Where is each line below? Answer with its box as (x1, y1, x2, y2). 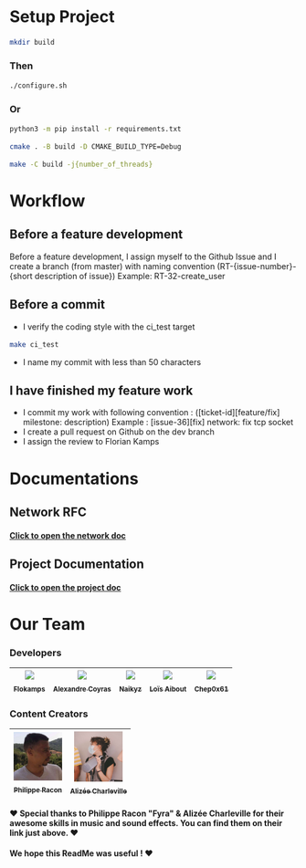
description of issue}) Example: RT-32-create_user (35, 270, 226, 281)
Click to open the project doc (9, 581, 121, 592)
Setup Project (9, 6, 116, 27)
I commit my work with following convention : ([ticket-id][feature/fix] (22, 407, 280, 418)
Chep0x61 (194, 685, 229, 694)
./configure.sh (9, 81, 68, 90)
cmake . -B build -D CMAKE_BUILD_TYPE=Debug (9, 142, 182, 152)
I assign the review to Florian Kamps (22, 436, 160, 447)
